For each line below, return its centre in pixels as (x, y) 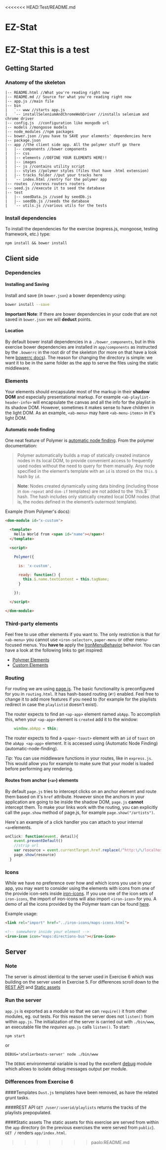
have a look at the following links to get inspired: (54, 650)
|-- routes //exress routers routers (45, 184)
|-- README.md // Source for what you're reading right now (68, 97)
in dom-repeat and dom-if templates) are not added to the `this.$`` (83, 492)
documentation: (21, 446)
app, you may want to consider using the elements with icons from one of (80, 888)
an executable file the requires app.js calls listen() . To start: (67, 1027)
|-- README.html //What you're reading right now (57, 93)
